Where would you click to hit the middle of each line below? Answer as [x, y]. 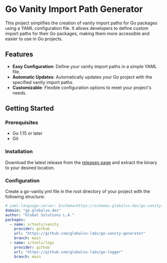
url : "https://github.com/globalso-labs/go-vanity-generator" [80, 234]
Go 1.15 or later [27, 133]
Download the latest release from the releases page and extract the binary [81, 162]
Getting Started [30, 109]
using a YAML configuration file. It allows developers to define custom [77, 28]
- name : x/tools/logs [32, 243]
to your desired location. [30, 168]
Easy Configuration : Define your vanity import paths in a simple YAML [84, 66]
